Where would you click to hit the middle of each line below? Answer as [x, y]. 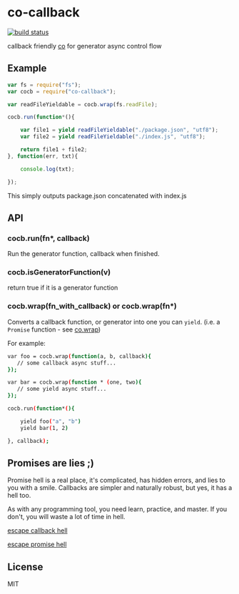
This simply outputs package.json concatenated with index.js [97, 195]
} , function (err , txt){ [43, 156]
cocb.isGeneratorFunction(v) [59, 272]
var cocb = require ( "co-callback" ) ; [62, 91]
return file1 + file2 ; [54, 150]
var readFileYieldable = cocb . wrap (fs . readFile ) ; [83, 104]
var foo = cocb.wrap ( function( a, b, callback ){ [80, 356]
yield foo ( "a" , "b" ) [51, 421]
